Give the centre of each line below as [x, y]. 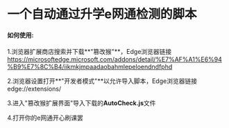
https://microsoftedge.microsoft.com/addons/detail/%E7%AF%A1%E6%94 [114, 60]
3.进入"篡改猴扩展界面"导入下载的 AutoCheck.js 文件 [82, 103]
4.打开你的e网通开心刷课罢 [45, 118]
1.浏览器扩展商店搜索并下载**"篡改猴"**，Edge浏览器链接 [90, 52]
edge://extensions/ [34, 89]
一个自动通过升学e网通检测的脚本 [102, 14]
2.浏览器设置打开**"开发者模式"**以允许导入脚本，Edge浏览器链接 [102, 81]
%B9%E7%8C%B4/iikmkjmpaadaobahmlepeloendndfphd [90, 67]
